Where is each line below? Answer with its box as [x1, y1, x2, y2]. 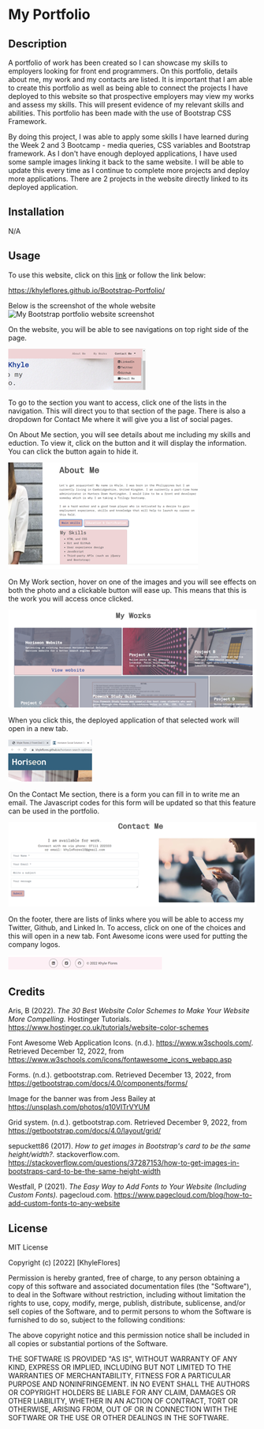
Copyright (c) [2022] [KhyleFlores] [8, 1258, 121, 1268]
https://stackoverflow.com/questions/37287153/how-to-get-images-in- [8, 1158, 240, 1167]
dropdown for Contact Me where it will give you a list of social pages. [8, 414, 233, 424]
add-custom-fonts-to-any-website [8, 1199, 121, 1208]
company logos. [8, 939, 61, 949]
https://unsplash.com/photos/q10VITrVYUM [8, 1103, 151, 1112]
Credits [8, 985, 46, 998]
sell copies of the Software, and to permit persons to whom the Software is [8, 1306, 252, 1317]
